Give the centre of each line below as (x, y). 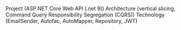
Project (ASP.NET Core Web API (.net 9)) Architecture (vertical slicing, (90, 9)
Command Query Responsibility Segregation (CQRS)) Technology (85, 15)
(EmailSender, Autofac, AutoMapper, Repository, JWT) (72, 21)
